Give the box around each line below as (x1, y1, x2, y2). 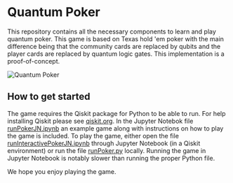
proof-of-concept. (7, 57, 60, 65)
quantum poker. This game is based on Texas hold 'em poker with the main (7, 34, 225, 43)
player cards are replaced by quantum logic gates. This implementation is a (7, 50, 225, 58)
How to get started (7, 91, 91, 103)
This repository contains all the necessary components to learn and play (7, 27, 216, 36)
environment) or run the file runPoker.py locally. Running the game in (7, 146, 206, 154)
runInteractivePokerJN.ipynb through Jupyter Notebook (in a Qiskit (7, 139, 201, 147)
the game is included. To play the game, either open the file (7, 131, 179, 140)
